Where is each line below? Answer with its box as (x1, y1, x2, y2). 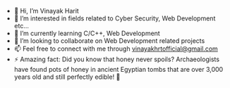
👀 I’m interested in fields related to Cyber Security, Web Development (13, 14, 216, 23)
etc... (13, 22, 30, 30)
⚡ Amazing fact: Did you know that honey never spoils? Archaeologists (13, 55, 220, 63)
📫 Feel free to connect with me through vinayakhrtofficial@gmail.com (13, 44, 219, 53)
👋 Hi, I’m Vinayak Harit (13, 7, 79, 15)
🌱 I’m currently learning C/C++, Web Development (13, 29, 160, 37)
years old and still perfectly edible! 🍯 (13, 73, 121, 81)
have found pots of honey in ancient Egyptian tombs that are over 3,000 (13, 65, 224, 73)
